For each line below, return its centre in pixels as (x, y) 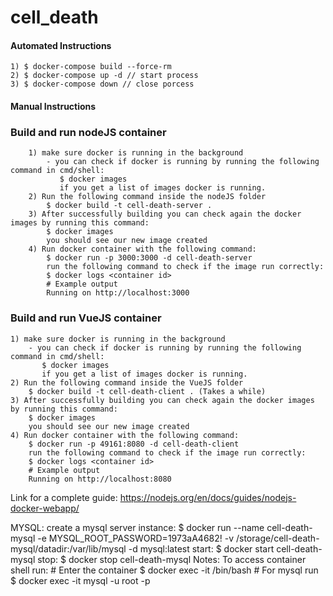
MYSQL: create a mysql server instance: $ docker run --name (137, 527)
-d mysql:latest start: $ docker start (201, 548)
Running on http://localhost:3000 (118, 293)
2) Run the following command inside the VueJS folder (127, 382)
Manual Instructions (53, 106)
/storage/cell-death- (277, 538)
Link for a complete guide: (64, 497)
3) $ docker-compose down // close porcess (102, 84)
